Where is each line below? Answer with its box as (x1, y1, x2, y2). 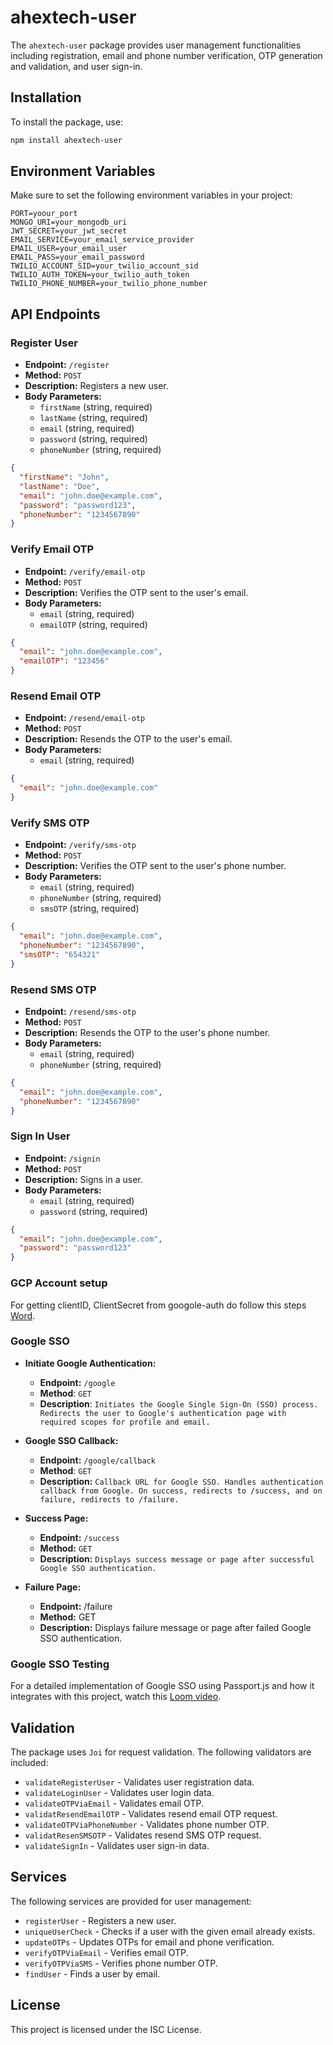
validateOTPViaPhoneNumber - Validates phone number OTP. (24, 1818, 270, 1830)
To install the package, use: (10, 116, 124, 128)
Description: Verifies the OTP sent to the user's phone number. (24, 860, 287, 872)
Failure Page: (24, 1581, 82, 1593)
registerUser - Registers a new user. (24, 1914, 177, 1926)
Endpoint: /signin (24, 1152, 101, 1164)
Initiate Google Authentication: (24, 1357, 157, 1369)
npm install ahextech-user (10, 135, 123, 145)
